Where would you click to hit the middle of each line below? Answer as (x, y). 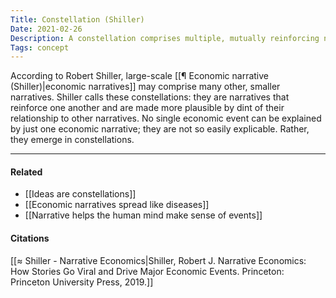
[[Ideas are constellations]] (80, 194)
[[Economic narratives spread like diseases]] (117, 205)
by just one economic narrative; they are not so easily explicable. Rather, (160, 129)
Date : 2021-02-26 (46, 29)
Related (26, 172)
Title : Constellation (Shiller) (77, 19)
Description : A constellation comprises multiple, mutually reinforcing (165, 38)
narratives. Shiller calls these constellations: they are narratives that (150, 97)
